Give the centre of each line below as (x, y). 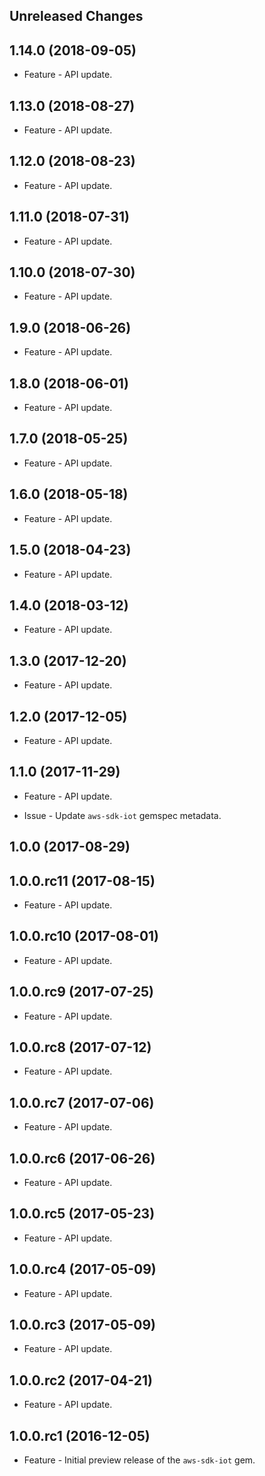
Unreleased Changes (76, 16)
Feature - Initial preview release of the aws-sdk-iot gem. (139, 1460)
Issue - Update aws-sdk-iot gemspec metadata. (122, 815)
